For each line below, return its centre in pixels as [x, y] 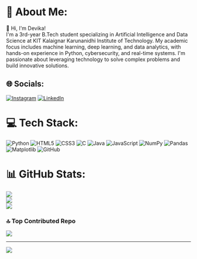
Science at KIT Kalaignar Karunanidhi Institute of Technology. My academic [97, 40]
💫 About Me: [37, 12]
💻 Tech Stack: [42, 123]
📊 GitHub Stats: [46, 174]
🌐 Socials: [25, 84]
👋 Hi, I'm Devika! [26, 28]
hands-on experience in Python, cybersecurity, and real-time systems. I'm [96, 53]
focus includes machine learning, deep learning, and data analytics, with [94, 47]
